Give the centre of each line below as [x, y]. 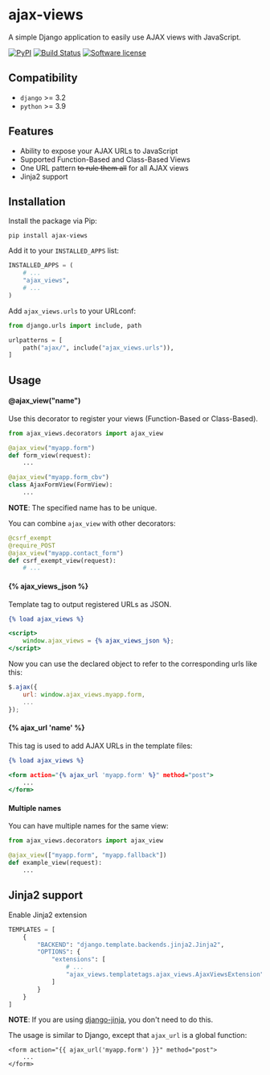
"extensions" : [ [78, 960]
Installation [37, 202]
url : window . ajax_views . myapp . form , [84, 694]
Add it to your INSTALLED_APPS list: [63, 250]
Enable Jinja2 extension [48, 915]
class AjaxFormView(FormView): [61, 485]
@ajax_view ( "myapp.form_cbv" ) [59, 478]
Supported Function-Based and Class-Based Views [105, 159]
